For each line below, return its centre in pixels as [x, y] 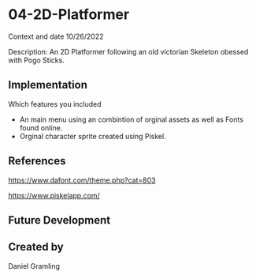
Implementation [48, 85]
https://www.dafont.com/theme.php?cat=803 [82, 180]
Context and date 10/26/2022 [56, 36]
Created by [36, 247]
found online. [41, 127]
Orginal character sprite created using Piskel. [93, 136]
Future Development [59, 220]
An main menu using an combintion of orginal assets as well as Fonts [132, 119]
